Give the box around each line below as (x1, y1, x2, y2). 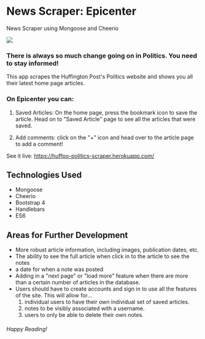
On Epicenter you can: (6, 95, 74, 104)
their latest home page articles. (6, 80, 85, 87)
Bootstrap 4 (15, 199, 45, 207)
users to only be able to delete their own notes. (24, 311, 144, 319)
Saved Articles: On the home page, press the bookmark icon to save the (15, 109, 198, 116)
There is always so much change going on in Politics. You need (6, 51, 198, 59)
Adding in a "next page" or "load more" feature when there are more (15, 272, 188, 280)
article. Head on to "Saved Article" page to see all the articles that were (15, 115, 196, 123)
